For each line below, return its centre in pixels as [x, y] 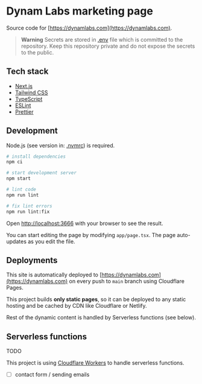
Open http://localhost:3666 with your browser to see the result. [85, 223]
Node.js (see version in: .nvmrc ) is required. [61, 145]
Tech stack [27, 72]
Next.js [24, 86]
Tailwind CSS [31, 93]
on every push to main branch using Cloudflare [127, 281]
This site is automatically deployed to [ [54, 275]
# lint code [21, 190]
